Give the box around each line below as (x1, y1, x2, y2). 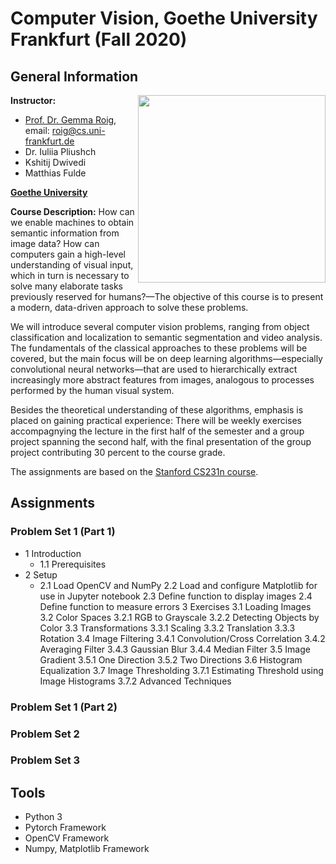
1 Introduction (24, 547, 82, 559)
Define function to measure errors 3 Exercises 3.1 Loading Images (39, 600, 312, 612)
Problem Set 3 (10, 753, 81, 767)
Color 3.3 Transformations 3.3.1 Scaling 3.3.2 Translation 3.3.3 (39, 622, 296, 634)
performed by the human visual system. (10, 385, 175, 396)
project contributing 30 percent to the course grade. (10, 447, 226, 458)
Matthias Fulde (24, 167, 87, 179)
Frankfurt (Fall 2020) (10, 28, 188, 51)
